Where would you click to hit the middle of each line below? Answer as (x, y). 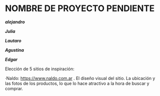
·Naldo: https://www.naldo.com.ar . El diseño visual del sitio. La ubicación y (80, 78)
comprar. (14, 88)
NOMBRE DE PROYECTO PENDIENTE (80, 8)
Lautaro (13, 40)
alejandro (15, 22)
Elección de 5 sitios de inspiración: (40, 69)
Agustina (15, 50)
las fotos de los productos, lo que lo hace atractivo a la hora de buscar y (77, 83)
